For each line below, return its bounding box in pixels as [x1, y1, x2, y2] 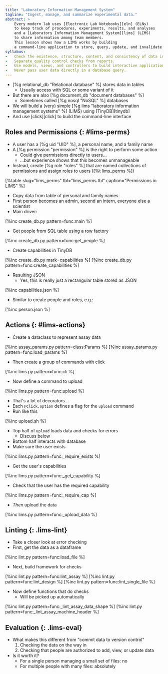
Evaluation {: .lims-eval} [5, 623, 82, 632]
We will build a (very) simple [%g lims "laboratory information [12, 103, 139, 109]
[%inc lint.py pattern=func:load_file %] [5, 554, 85, 560]
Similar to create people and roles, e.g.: [12, 296, 93, 303]
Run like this [12, 408, 38, 414]
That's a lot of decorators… [12, 397, 69, 403]
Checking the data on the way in [19, 642, 87, 648]
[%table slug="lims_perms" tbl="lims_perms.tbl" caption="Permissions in [5, 177, 156, 183]
